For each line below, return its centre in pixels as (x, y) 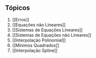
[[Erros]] (20, 19)
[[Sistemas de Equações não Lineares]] (52, 35)
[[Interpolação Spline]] (35, 50)
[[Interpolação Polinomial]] (39, 40)
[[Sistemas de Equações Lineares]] (47, 30)
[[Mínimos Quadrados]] (36, 45)
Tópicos (18, 8)
